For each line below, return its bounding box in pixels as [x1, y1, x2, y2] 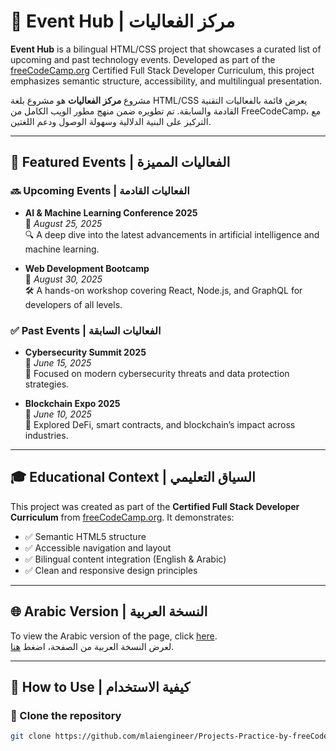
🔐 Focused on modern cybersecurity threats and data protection [24, 367, 290, 379]
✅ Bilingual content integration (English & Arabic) [24, 553, 227, 565]
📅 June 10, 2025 [24, 408, 92, 420]
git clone [10, 731, 52, 742]
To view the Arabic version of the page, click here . [10, 630, 218, 642]
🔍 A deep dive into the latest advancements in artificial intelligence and [24, 228, 320, 240]
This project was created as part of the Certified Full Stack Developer [10, 500, 300, 512]
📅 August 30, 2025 [24, 273, 103, 285]
